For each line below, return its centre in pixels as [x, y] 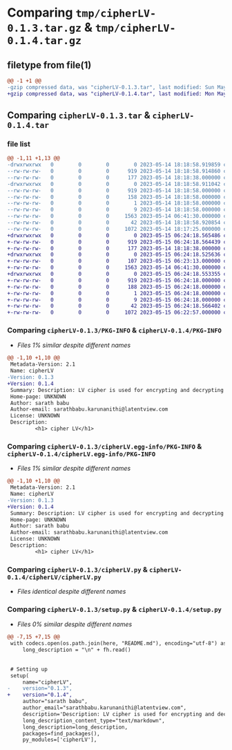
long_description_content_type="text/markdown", [94, 720]
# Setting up [29, 669]
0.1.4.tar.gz [44, 41]
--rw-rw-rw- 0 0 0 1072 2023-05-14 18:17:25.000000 [114, 229]
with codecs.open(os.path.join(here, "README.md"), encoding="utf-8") [114, 644]
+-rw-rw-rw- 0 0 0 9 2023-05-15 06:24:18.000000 [114, 300]
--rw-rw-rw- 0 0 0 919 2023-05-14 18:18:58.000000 [114, 190]
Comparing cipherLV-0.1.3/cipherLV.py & [78, 570]
